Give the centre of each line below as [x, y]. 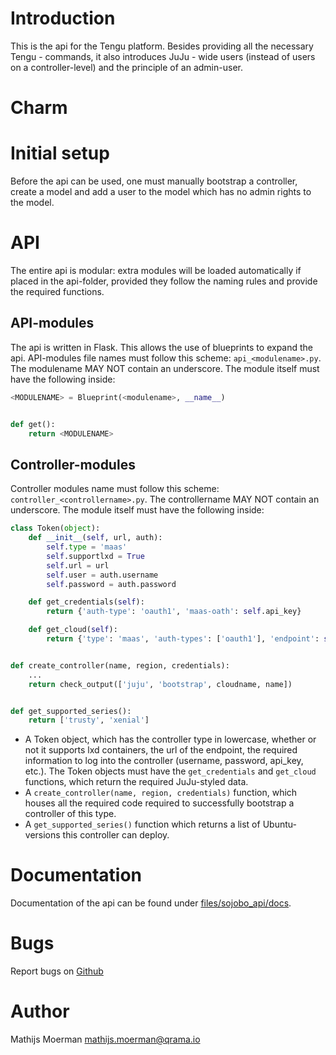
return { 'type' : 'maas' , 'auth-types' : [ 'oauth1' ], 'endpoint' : [183, 639]
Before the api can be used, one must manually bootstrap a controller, [154, 181]
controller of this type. [70, 814]
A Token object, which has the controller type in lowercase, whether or [170, 739]
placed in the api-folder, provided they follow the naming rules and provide [164, 281]
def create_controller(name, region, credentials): [120, 665]
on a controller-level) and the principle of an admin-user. [126, 67]
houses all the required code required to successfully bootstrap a [159, 803]
